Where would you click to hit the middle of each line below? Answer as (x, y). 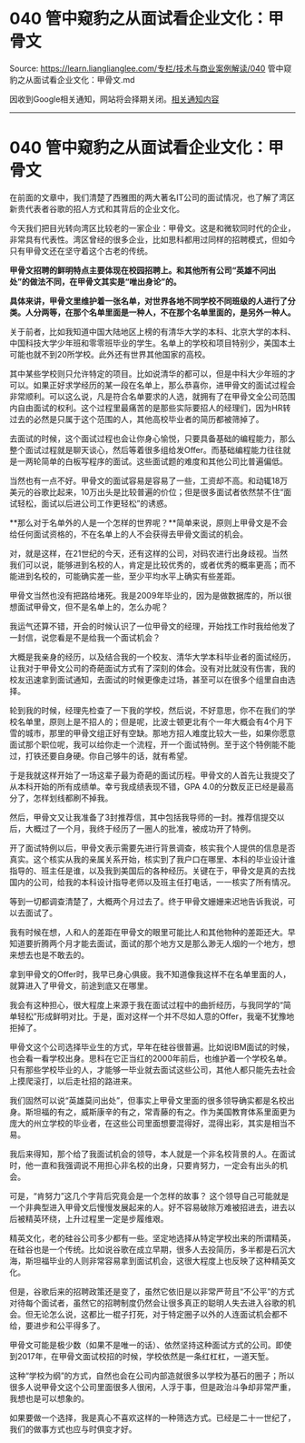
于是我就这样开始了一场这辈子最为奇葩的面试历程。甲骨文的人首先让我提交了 (152, 775)
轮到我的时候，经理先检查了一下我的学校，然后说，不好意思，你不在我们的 (148, 710)
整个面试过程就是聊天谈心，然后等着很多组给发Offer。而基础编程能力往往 (146, 449)
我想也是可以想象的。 (49, 1398)
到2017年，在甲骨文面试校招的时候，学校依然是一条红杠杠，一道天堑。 (142, 1356)
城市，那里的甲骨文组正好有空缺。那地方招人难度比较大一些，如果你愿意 (160, 732)
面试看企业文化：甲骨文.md (84, 79)
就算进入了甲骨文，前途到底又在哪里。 (81, 985)
